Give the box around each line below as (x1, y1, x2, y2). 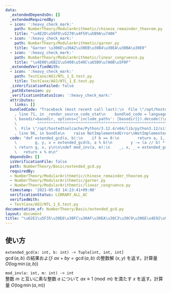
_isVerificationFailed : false (10, 83, 74, 88)
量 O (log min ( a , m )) (5, 282, 46, 288)
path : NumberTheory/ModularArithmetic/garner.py (14, 41, 120, 46)
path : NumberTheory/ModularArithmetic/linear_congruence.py (14, 55, 145, 60)
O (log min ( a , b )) (5, 260, 39, 267)
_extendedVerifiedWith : (10, 64, 60, 69)
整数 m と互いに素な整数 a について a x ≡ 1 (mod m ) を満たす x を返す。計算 (5, 276, 163, 282)
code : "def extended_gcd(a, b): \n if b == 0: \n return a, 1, (10, 136, 165, 141)
